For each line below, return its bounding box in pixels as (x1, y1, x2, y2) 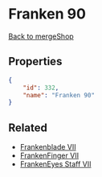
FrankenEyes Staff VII (19, 159, 92, 169)
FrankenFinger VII (19, 150, 79, 161)
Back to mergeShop (8, 31, 74, 41)
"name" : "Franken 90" (22, 91, 95, 99)
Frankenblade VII (19, 142, 76, 152)
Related (8, 121, 48, 134)
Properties (8, 55, 63, 68)
